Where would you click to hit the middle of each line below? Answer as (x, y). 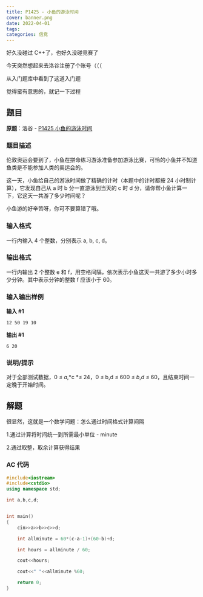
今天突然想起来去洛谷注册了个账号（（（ (54, 66)
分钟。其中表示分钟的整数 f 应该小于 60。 (63, 279)
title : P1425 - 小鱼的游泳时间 (42, 12)
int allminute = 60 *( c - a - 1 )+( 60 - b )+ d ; (66, 539)
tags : (13, 29)
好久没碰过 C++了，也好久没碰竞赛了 (52, 53)
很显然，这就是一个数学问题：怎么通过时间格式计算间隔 (75, 422)
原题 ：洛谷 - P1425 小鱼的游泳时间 (49, 128)
